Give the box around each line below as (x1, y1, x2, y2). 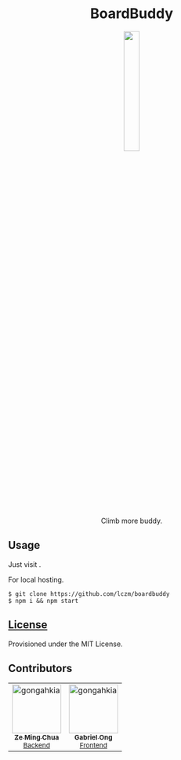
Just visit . (8, 559, 42, 569)
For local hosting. (8, 575, 64, 584)
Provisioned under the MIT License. (8, 639, 123, 649)
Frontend (79, 741, 108, 750)
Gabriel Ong (74, 733, 113, 742)
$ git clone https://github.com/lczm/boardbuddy (8, 590, 170, 597)
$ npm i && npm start (8, 597, 79, 605)
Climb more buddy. (100, 516, 163, 525)
